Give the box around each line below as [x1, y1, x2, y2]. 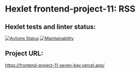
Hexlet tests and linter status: [5, 23, 96, 31]
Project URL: [5, 49, 44, 58]
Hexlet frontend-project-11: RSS [5, 3, 136, 15]
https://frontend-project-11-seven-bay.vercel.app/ [5, 62, 105, 68]
